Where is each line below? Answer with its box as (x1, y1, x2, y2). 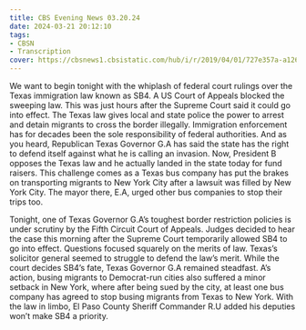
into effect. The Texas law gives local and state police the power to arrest (9, 110, 285, 120)
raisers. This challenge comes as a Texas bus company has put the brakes (9, 167, 290, 178)
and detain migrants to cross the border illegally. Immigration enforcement (9, 119, 288, 130)
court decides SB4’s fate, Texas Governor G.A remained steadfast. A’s (9, 263, 271, 273)
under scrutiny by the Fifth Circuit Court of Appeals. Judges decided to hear (9, 224, 296, 235)
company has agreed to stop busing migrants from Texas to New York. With (9, 292, 294, 302)
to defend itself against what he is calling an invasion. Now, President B (9, 148, 277, 159)
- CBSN (9, 38, 35, 48)
